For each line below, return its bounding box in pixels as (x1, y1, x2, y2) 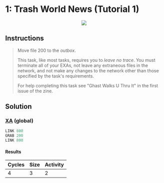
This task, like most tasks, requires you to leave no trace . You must (17, 57, 155, 63)
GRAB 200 (5, 133, 23, 138)
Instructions (5, 34, 44, 43)
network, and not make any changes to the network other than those (17, 67, 159, 73)
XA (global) (5, 117, 33, 124)
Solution (5, 102, 32, 111)
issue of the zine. (17, 88, 53, 94)
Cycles (7, 161, 25, 168)
